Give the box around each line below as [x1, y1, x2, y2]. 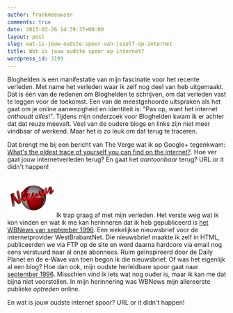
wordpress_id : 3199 [7, 56, 64, 63]
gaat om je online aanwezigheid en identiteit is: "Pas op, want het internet [7, 104, 218, 113]
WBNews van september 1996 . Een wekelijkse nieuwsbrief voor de [7, 225, 199, 234]
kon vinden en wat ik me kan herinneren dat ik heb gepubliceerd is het [7, 218, 209, 226]
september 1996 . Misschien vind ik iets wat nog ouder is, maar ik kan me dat [7, 270, 227, 278]
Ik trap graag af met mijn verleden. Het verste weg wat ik [56, 211, 219, 219]
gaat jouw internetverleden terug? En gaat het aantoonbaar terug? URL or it [7, 155, 225, 163]
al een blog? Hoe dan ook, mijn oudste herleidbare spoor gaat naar [7, 262, 199, 271]
